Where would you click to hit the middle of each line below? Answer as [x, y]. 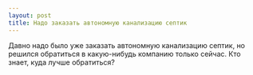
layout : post [30, 15]
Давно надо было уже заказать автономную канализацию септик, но [127, 45]
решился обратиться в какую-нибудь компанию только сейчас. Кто [125, 54]
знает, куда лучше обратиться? [62, 62]
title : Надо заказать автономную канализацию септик [98, 23]
